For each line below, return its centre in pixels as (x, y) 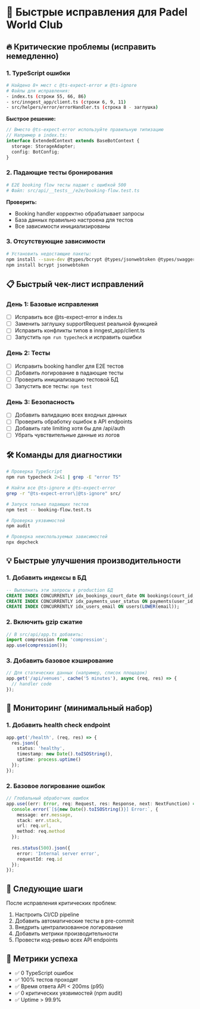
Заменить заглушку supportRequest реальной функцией (86, 324)
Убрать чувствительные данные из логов (67, 435)
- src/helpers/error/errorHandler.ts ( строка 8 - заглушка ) (82, 107)
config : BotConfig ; (36, 152)
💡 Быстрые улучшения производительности (94, 561)
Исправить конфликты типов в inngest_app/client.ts (80, 330)
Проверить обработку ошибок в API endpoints (74, 421)
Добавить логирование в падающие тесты (69, 373)
